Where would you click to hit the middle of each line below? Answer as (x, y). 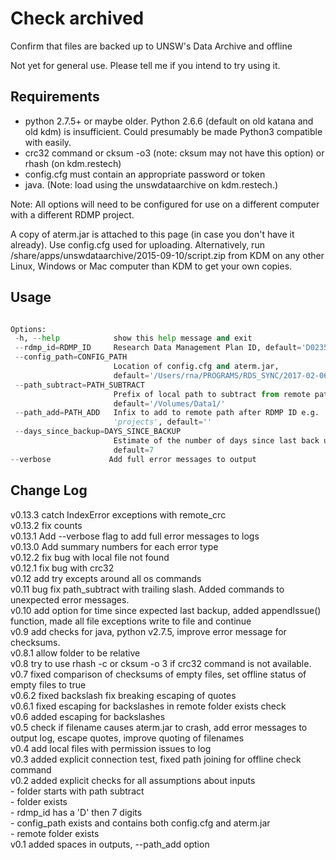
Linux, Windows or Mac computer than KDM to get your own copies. (151, 266)
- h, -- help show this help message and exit (133, 338)
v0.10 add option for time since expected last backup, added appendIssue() (166, 610)
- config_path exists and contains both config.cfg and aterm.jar (140, 823)
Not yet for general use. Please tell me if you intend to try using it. (145, 65)
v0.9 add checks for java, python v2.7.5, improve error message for (148, 631)
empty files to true (48, 684)
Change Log (49, 490)
